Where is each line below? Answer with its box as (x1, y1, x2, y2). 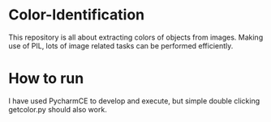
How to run (8, 69, 84, 88)
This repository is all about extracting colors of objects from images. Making (8, 32, 264, 42)
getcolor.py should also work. (8, 104, 107, 114)
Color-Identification (8, 6, 144, 24)
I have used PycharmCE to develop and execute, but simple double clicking (8, 95, 260, 106)
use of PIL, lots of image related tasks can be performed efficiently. (8, 40, 234, 50)
